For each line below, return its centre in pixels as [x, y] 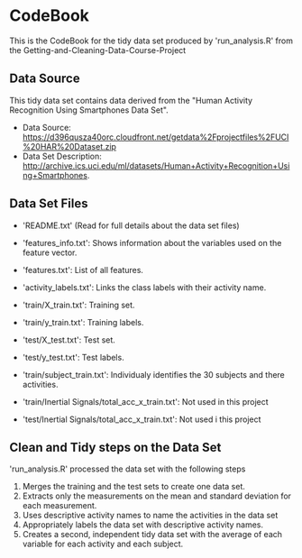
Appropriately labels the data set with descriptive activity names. [143, 525]
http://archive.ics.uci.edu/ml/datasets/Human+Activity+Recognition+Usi [156, 165]
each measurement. [59, 506]
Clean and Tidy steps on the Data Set [115, 447]
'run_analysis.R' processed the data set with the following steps [128, 469]
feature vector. [50, 252]
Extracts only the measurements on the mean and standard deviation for [156, 496]
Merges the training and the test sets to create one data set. [133, 487]
